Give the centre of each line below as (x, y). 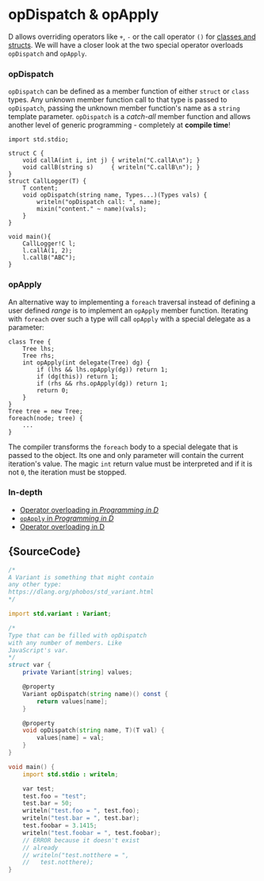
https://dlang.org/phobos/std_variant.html (81, 592)
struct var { (30, 665)
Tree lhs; (39, 348)
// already (40, 848)
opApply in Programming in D (67, 518)
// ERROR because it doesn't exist (81, 840)
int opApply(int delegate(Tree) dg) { (86, 363)
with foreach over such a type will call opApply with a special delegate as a (130, 318)
